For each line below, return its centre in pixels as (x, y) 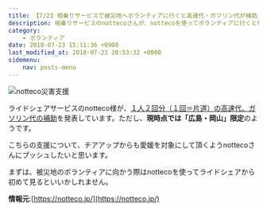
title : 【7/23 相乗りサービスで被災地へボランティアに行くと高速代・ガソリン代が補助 (133, 16)
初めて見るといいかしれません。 (60, 182)
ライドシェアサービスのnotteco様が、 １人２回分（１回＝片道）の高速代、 (128, 107)
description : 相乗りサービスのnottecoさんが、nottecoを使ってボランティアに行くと (133, 23)
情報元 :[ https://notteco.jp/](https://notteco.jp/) (84, 198)
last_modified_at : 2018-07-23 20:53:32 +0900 (85, 53)
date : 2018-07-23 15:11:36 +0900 (64, 45)
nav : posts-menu (50, 68)
